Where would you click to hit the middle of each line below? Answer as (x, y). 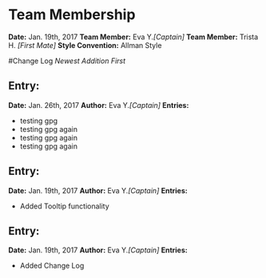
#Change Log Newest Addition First (67, 61)
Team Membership (72, 15)
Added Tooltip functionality (64, 206)
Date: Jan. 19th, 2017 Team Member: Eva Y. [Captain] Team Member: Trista (133, 37)
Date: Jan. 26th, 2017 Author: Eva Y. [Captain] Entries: (99, 105)
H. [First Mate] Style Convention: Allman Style (85, 45)
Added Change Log (52, 266)
